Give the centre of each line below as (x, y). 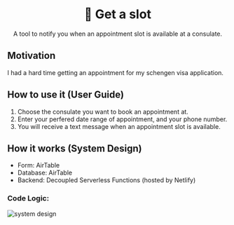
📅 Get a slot (118, 14)
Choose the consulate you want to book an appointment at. (103, 111)
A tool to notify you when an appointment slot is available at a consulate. (118, 34)
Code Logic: (28, 198)
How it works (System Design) (75, 148)
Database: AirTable (44, 173)
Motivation (32, 56)
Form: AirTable (39, 165)
